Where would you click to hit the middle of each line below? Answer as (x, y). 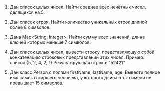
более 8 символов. (30, 27)
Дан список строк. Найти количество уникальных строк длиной (78, 22)
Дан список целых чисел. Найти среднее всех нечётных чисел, (78, 7)
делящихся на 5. (27, 12)
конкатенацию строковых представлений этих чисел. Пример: (77, 57)
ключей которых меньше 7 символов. (50, 42)
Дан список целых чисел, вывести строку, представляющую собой (82, 52)
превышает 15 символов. (37, 83)
